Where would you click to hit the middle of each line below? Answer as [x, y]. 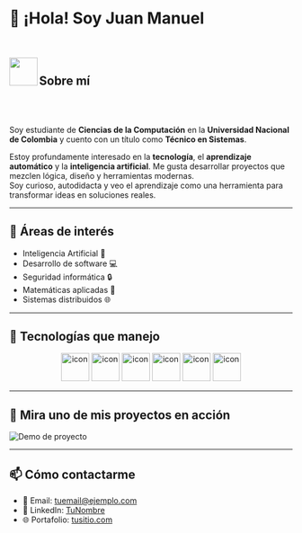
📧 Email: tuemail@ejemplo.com [80, 501]
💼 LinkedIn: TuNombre [63, 510]
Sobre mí [65, 81]
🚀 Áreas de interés [62, 231]
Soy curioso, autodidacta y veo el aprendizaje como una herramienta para [146, 185]
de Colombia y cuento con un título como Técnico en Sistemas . [128, 139]
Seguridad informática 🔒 [67, 277]
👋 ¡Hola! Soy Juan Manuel [107, 18]
